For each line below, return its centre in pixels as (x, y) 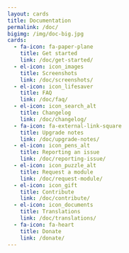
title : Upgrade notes (52, 133)
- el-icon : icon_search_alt (55, 106)
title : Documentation (39, 21)
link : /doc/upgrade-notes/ (60, 139)
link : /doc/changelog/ (54, 119)
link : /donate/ (43, 238)
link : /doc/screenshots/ (57, 80)
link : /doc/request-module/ (61, 179)
